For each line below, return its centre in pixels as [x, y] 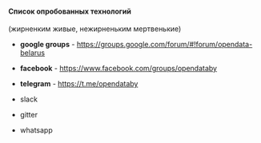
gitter [29, 115]
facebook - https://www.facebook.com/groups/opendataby [118, 69]
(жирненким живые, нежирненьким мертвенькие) [95, 29]
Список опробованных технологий [70, 11]
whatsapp [36, 130]
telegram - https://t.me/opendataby [79, 84]
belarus [32, 53]
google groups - [47, 45]
